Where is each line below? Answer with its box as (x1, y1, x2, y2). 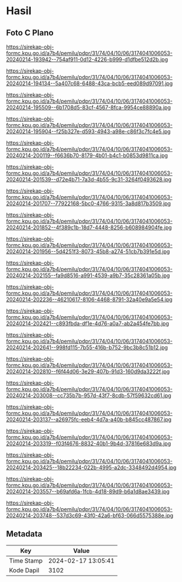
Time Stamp (9, 557, 43, 565)
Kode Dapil (9, 566, 40, 574)
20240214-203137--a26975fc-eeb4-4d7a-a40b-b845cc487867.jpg (6, 416, 172, 423)
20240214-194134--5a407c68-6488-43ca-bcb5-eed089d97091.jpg (6, 80, 173, 87)
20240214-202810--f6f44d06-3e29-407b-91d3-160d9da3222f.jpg (6, 368, 170, 375)
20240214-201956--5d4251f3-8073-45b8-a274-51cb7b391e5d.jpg (6, 248, 170, 255)
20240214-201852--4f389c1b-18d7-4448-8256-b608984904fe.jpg (6, 224, 173, 231)
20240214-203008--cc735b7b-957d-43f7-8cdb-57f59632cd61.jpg (6, 392, 171, 399)
